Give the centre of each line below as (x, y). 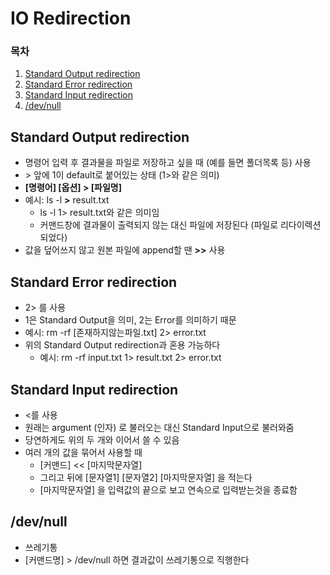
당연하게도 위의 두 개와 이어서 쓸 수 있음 (102, 439)
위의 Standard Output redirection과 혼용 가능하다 (122, 345)
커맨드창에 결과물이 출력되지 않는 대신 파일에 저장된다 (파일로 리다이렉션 (180, 225)
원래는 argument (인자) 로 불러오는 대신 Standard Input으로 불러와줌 (159, 427)
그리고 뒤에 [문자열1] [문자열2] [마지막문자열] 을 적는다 (146, 477)
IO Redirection (71, 18)
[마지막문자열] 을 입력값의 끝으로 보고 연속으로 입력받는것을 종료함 (168, 489)
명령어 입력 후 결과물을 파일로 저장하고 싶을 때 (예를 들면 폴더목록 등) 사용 (168, 163)
